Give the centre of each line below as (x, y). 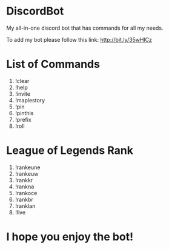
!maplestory (30, 100)
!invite (23, 94)
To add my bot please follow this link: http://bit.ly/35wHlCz (79, 39)
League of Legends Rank (70, 151)
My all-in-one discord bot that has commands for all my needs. (85, 28)
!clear (22, 81)
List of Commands (53, 64)
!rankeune (28, 167)
